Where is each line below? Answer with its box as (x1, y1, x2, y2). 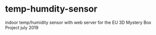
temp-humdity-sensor (5, 3, 97, 15)
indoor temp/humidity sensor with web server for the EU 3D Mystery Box (5, 19, 152, 25)
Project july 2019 (5, 24, 39, 30)
